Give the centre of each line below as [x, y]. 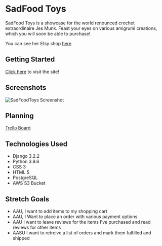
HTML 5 [21, 172]
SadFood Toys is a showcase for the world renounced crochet [70, 23]
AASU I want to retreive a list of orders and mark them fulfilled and [82, 233]
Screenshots [26, 87]
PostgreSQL [25, 178]
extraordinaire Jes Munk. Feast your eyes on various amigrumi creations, [81, 28]
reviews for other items [37, 227]
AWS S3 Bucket [29, 183]
